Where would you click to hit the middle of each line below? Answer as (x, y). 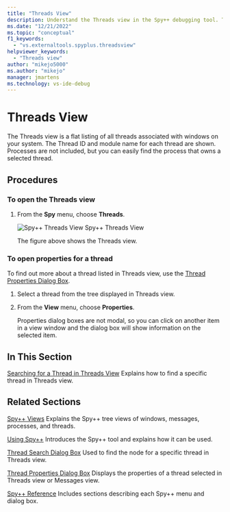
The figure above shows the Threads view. (77, 241)
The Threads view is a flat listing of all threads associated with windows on (113, 136)
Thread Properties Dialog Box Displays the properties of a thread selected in (115, 473)
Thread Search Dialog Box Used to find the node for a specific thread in (108, 452)
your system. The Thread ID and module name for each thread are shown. (112, 144)
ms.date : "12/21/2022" (39, 26)
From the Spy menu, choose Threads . (71, 214)
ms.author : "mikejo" (37, 71)
